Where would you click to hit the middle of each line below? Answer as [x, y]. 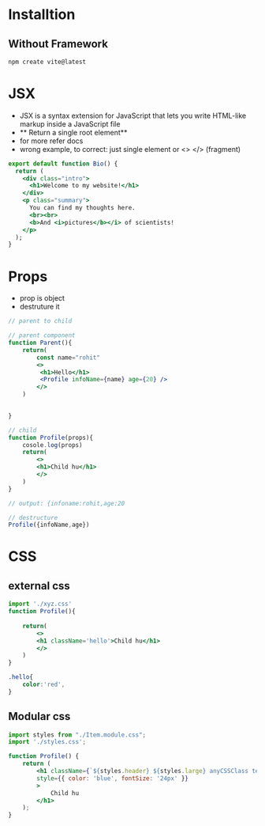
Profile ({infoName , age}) [49, 525]
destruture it [40, 307]
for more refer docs [51, 141]
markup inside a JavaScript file [70, 123]
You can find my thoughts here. [82, 208]
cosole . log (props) [52, 445]
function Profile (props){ [50, 438]
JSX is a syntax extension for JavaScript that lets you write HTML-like [133, 116]
